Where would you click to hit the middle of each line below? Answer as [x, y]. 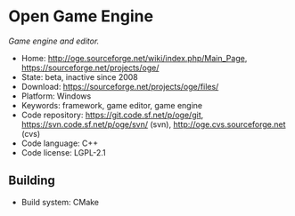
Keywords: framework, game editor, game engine [111, 105]
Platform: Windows [56, 96]
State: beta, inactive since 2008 [80, 76]
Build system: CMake [60, 202]
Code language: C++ [60, 143]
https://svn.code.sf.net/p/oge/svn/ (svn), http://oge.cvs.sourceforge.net [153, 124]
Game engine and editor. [54, 41]
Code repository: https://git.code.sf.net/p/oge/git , [112, 115]
